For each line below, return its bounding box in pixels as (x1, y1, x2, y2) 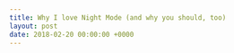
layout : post (9, 22, 58, 31)
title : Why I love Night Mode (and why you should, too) (9, 13, 227, 22)
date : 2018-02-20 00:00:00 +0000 (9, 30, 134, 39)
